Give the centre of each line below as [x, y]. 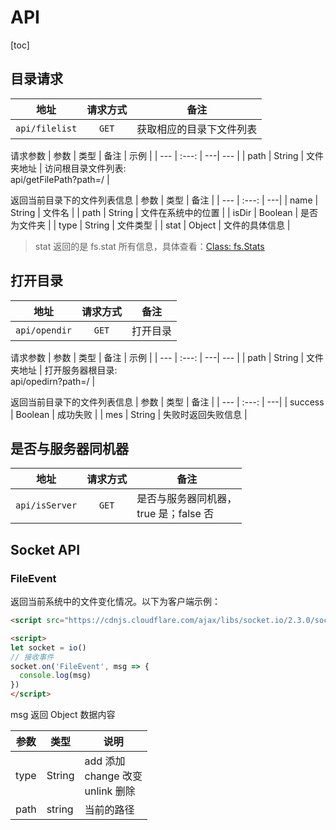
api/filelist [46, 128]
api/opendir [44, 330]
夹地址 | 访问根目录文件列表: [68, 168]
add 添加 [105, 761]
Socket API [45, 549]
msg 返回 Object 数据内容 [63, 715]
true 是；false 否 [175, 514]
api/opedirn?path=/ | [53, 381]
